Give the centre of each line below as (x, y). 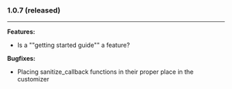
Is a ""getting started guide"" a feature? (73, 45)
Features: (21, 32)
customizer (33, 79)
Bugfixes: (21, 59)
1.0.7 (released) (34, 10)
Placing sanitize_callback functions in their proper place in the (105, 72)
